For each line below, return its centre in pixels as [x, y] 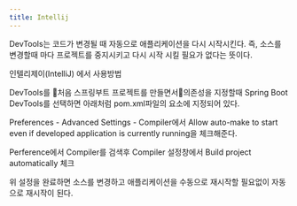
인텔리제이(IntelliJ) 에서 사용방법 [66, 73]
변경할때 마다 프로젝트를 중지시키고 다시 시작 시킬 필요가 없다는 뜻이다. [131, 55]
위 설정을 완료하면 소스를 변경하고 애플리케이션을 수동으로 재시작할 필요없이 [140, 181]
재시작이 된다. [49, 193]
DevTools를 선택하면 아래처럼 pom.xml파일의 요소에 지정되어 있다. [125, 103]
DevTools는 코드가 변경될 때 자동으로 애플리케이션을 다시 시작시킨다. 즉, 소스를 [145, 43]
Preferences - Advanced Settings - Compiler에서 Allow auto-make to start [144, 122]
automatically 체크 [42, 163]
